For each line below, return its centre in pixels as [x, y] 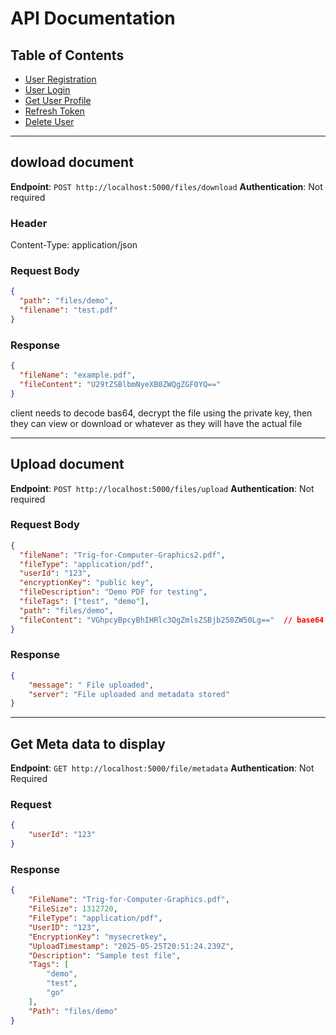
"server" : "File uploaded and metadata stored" [129, 694]
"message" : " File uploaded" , [91, 685]
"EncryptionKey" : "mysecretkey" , [98, 937]
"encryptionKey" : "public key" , [87, 583]
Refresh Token [54, 111]
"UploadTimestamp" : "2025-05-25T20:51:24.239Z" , [131, 946]
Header [29, 223]
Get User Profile [58, 100]
